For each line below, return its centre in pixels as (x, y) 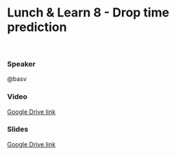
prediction (37, 27)
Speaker (21, 64)
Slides (18, 130)
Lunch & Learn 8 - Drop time (88, 13)
